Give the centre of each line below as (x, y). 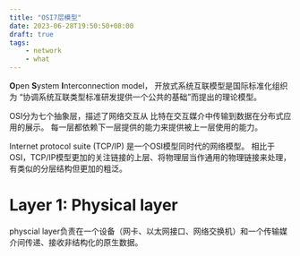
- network (44, 51)
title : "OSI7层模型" (46, 17)
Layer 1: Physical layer (94, 205)
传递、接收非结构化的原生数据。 (84, 242)
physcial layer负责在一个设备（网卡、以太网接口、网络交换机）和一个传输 (145, 231)
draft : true (31, 34)
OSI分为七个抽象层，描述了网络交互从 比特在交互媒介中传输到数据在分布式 (146, 116)
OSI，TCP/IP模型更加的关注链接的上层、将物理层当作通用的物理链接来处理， (150, 157)
